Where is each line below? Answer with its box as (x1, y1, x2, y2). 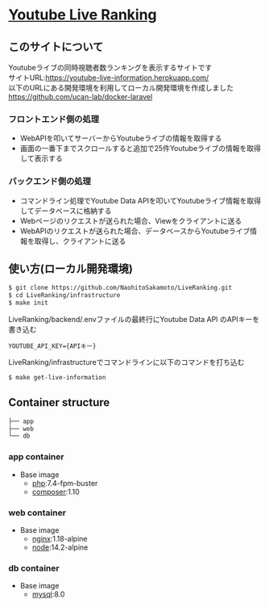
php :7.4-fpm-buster (31, 478, 98, 488)
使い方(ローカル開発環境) (8, 262, 133, 275)
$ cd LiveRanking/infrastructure (8, 291, 121, 299)
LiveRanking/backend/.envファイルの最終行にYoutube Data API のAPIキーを (8, 315, 260, 324)
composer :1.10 (31, 487, 81, 496)
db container (8, 563, 60, 574)
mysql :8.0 (31, 589, 65, 599)
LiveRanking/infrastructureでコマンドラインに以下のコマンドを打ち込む (8, 358, 245, 367)
